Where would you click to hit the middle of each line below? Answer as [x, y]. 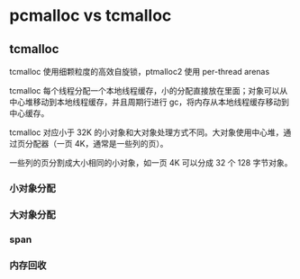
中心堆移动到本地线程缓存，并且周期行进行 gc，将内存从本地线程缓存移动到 [150, 102]
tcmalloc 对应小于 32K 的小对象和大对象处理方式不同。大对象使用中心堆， [146, 132]
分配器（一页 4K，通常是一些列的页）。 [96, 144]
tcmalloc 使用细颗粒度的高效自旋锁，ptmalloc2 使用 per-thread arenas [140, 72]
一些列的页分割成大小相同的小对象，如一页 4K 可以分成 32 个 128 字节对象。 [151, 162]
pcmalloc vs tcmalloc [91, 16]
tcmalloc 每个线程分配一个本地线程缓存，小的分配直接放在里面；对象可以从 [149, 90]
